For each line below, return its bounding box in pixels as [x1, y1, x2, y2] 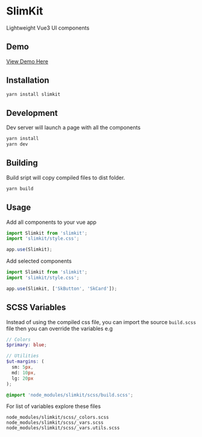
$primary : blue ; [6, 342, 47, 348]
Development [6, 107, 58, 118]
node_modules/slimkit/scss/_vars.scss [6, 419, 104, 426]
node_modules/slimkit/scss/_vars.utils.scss [6, 425, 120, 431]
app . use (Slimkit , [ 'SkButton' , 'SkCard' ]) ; [6, 285, 118, 292]
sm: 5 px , [11, 364, 34, 371]
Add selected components [6, 258, 72, 265]
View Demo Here [6, 57, 48, 65]
